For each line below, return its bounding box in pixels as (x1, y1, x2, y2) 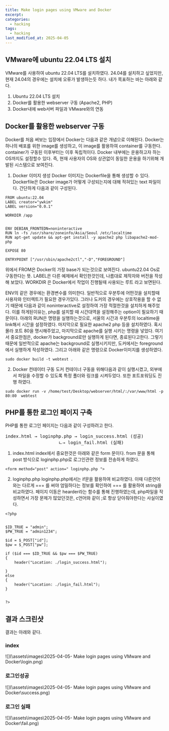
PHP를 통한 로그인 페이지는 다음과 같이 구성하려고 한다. (5, 423, 114, 429)
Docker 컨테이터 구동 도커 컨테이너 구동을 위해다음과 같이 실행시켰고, (12, 366, 149, 372)
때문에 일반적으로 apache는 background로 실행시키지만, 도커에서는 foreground (5, 340, 163, 346)
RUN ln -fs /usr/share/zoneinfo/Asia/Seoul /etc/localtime (5, 230, 132, 235)
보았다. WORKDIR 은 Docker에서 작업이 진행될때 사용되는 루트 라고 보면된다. (10, 279, 162, 285)
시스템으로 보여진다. (14, 162, 54, 168)
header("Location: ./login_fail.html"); (14, 582, 100, 587)
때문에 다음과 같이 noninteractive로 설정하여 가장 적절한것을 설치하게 (10, 302, 147, 308)
